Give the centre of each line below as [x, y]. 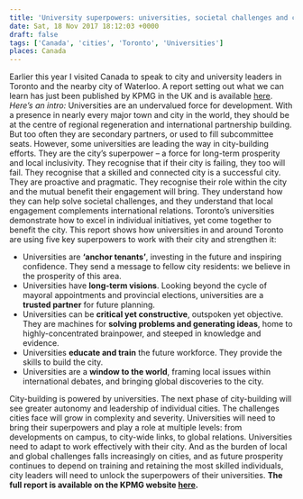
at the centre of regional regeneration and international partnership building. [151, 125]
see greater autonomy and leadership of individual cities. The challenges [144, 408]
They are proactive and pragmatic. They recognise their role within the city [148, 182]
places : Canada [38, 51]
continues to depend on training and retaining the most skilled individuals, [147, 466]
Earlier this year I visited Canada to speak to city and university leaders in [146, 77]
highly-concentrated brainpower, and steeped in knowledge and [142, 333]
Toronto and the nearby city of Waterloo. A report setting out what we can [147, 86]
